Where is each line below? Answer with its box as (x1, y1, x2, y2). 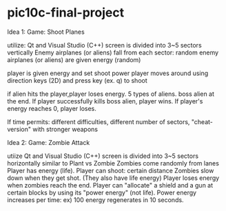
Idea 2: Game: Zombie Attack (7, 138, 90, 146)
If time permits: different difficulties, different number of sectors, (7, 117, 190, 125)
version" (7, 125, 31, 133)
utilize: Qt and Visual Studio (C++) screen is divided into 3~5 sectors (7, 41, 202, 49)
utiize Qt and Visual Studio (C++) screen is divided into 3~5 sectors (7, 152, 198, 160)
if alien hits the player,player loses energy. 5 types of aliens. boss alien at (7, 90, 215, 98)
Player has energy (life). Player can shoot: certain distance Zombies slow (7, 166, 214, 174)
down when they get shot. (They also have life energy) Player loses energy (7, 174, 220, 182)
